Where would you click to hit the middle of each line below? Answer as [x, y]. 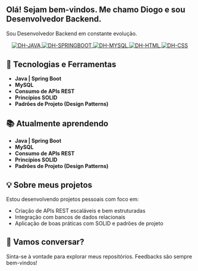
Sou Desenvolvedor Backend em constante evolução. [72, 33]
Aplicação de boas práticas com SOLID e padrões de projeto [89, 223]
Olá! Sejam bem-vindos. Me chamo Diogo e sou [96, 10]
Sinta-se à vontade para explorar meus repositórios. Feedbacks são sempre [99, 256]
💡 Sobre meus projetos [49, 185]
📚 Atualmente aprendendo [57, 124]
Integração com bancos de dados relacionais [70, 217]
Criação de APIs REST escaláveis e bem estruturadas [80, 210]
